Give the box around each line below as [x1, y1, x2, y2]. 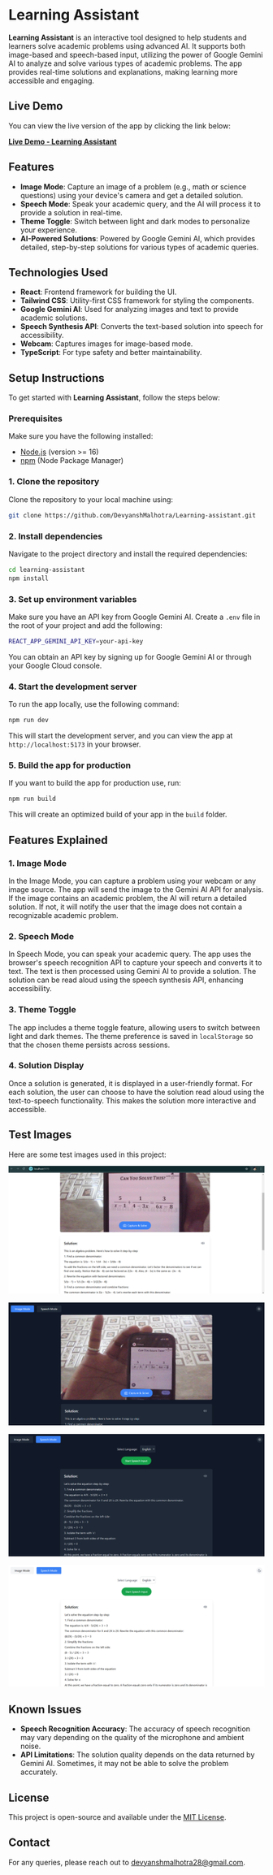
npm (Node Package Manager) [19, 456, 124, 466]
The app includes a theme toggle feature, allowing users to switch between [8, 1022, 261, 1033]
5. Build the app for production [8, 760, 132, 771]
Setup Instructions [8, 371, 105, 385]
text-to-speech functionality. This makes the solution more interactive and [8, 1095, 257, 1106]
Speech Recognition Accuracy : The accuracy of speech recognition [19, 1724, 250, 1734]
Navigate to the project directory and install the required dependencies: [8, 548, 248, 558]
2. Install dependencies [8, 530, 103, 542]
